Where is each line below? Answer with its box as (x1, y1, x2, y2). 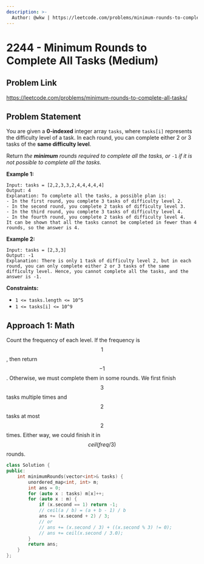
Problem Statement (6, 111, 81, 122)
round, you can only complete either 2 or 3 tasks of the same (6, 263, 170, 269)
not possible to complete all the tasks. (6, 159, 101, 166)
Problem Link (6, 78, 57, 88)
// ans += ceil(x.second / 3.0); (38, 530, 123, 536)
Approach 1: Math (6, 320, 75, 331)
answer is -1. (6, 274, 42, 280)
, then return (6, 356, 38, 363)
